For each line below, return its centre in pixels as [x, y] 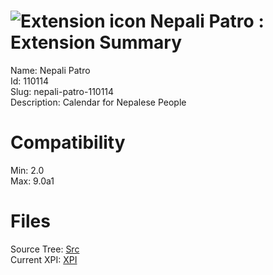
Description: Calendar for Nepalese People [98, 102]
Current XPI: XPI [44, 259]
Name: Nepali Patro [50, 70]
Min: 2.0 [27, 170]
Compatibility [68, 142]
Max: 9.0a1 [32, 181]
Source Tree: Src [45, 249]
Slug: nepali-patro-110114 [62, 91]
